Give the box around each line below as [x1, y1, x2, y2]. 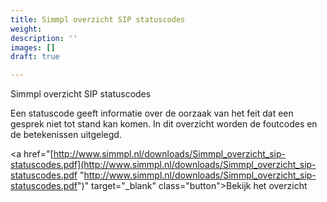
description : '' [10, 33, 78, 43]
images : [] [10, 42, 56, 53]
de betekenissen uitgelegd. [10, 129, 122, 141]
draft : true [10, 52, 60, 62]
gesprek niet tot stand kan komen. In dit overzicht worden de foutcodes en [10, 118, 318, 130]
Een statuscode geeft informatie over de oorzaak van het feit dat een [10, 107, 294, 120]
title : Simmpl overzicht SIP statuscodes [10, 14, 186, 25]
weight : [10, 24, 43, 34]
